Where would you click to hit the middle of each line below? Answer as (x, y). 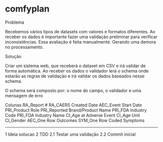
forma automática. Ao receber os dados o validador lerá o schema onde (77, 71)
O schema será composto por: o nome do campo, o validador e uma (73, 90)
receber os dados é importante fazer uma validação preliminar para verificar (81, 37)
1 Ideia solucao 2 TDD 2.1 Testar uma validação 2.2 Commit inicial (70, 134)
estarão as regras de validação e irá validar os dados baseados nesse (75, 76)
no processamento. (24, 47)
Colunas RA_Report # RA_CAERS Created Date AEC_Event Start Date (73, 105)
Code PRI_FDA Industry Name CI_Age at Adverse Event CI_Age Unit (73, 115)
